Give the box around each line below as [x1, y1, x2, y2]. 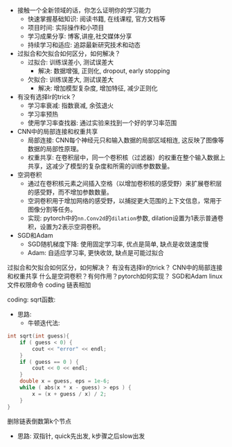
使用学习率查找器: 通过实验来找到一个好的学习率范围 [27, 119, 177, 127]
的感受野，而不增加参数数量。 [27, 188, 113, 196]
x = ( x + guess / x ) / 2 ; [32, 390, 107, 397]
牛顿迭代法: [27, 319, 60, 327]
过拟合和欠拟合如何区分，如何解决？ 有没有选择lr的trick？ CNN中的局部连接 [7, 263, 223, 272]
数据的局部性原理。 [27, 145, 83, 152]
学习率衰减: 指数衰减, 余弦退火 [27, 101, 114, 109]
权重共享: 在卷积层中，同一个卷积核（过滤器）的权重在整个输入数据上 [27, 153, 226, 161]
